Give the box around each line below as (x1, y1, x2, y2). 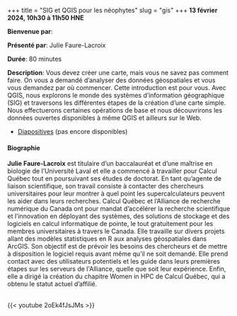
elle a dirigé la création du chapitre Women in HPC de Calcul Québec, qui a (7, 272, 226, 281)
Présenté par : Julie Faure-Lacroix (7, 41, 106, 49)
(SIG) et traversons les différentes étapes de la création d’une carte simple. (7, 98, 226, 107)
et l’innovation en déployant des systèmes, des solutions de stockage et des (7, 212, 230, 220)
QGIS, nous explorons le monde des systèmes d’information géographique (7, 91, 225, 99)
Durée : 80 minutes (7, 55, 62, 63)
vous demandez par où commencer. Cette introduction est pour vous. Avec (7, 84, 226, 91)
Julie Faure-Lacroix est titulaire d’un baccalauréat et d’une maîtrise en (7, 159, 213, 168)
